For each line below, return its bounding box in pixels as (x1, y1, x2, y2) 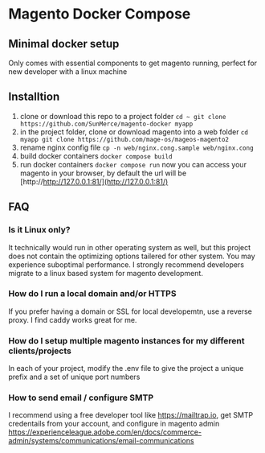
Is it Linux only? (8, 224, 71, 236)
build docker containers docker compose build (19, 150, 173, 161)
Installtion (8, 90, 60, 104)
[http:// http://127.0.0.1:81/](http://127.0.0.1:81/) (19, 176, 169, 186)
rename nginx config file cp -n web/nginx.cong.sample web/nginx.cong (19, 142, 255, 152)
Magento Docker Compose (8, 5, 191, 23)
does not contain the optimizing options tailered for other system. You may (8, 251, 255, 261)
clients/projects (8, 345, 72, 356)
